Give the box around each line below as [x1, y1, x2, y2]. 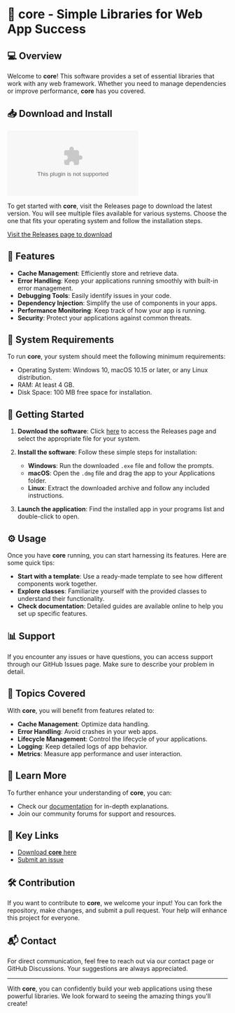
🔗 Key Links [7, 829, 59, 842]
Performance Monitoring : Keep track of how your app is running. [17, 306, 206, 314]
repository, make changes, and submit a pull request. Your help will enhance [7, 906, 227, 915]
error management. [17, 283, 73, 292]
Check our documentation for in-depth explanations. [17, 802, 169, 810]
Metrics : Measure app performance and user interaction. [17, 749, 183, 758]
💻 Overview [7, 50, 62, 62]
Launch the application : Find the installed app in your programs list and [17, 505, 225, 513]
